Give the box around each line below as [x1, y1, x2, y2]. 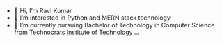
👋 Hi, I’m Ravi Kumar [13, 7, 72, 14]
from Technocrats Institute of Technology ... [13, 28, 141, 36]
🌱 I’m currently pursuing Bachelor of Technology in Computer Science [13, 21, 215, 29]
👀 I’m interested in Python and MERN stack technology [13, 14, 171, 22]
